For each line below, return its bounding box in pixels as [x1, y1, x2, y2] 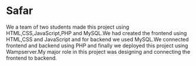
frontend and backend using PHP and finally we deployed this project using [6, 42, 188, 49]
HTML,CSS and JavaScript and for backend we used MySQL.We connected [6, 36, 189, 43]
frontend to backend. [6, 54, 58, 61]
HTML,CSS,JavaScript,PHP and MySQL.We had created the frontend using [6, 29, 187, 36]
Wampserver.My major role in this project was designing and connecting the [6, 48, 191, 55]
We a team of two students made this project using [6, 23, 130, 30]
